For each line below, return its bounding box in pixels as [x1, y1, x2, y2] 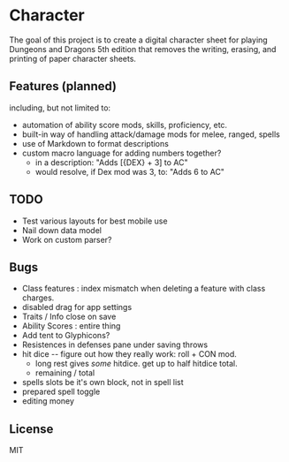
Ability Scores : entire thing [21, 321, 121, 331]
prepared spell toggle [21, 386, 101, 398]
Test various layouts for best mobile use [21, 216, 168, 226]
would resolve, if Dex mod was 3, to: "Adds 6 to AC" [34, 166, 225, 177]
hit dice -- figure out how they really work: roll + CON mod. [21, 349, 237, 360]
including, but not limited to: [9, 102, 111, 113]
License [9, 421, 54, 436]
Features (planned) [9, 79, 118, 94]
